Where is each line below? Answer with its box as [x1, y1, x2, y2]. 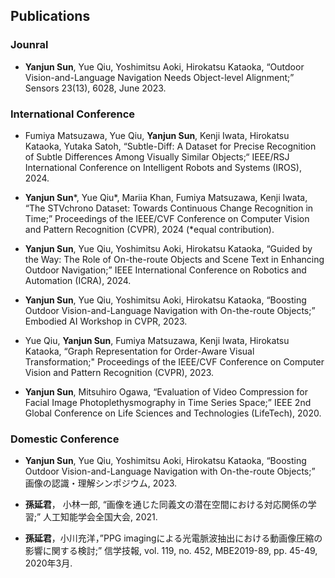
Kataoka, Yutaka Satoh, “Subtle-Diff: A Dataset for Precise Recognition [24, 140, 317, 152]
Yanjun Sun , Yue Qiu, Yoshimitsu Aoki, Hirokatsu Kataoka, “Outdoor [24, 60, 305, 73]
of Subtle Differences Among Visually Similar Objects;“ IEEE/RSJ [24, 150, 290, 163]
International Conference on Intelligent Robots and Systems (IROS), [24, 161, 302, 173]
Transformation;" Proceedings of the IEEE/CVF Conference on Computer [24, 355, 325, 368]
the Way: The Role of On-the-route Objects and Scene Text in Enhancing [24, 253, 325, 265]
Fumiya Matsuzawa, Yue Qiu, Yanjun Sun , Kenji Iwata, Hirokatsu [24, 129, 290, 141]
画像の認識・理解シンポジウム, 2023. [24, 477, 178, 489]
